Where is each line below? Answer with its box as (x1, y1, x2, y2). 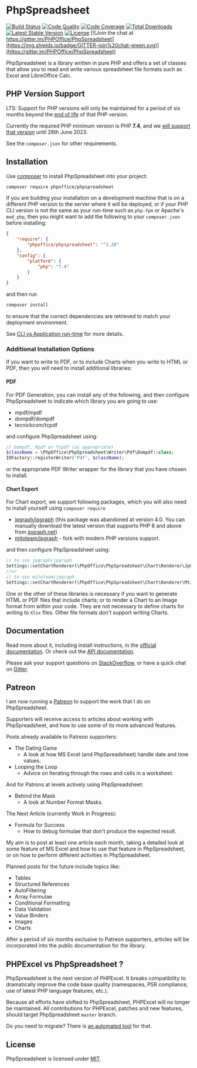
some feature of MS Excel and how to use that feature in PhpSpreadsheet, (6, 845, 185, 853)
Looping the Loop (14, 763, 57, 770)
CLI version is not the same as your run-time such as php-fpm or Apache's (6, 207, 184, 214)
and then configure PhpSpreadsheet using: (6, 546, 110, 553)
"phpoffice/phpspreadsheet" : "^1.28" (27, 242, 119, 248)
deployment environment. (6, 319, 69, 326)
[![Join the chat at (90, 29, 134, 36)
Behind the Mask (14, 792, 56, 800)
